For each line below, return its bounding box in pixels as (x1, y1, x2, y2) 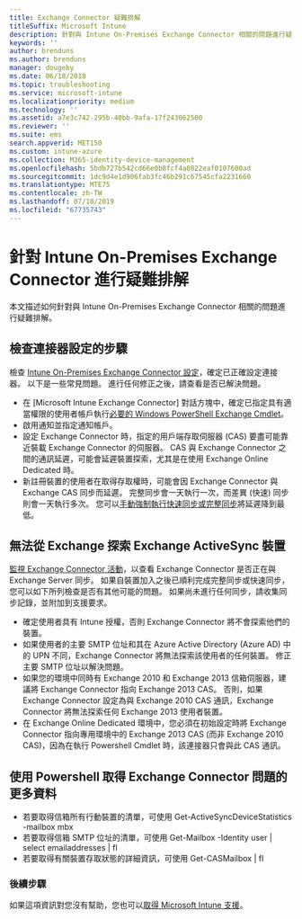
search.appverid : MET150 (9, 138, 102, 147)
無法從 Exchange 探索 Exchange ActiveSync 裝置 (9, 538, 286, 553)
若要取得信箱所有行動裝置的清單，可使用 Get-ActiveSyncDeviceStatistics (22, 811, 292, 823)
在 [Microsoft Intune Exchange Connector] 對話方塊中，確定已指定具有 (22, 397, 284, 407)
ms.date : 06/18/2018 (9, 72, 87, 81)
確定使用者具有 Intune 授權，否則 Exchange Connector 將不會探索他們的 (22, 617, 290, 628)
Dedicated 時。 (22, 464, 79, 475)
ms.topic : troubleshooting (9, 80, 111, 89)
